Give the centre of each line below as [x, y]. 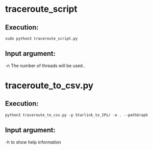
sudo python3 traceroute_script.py [41, 38]
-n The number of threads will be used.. [45, 66]
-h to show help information [33, 142]
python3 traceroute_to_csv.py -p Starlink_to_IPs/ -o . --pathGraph [76, 115]
